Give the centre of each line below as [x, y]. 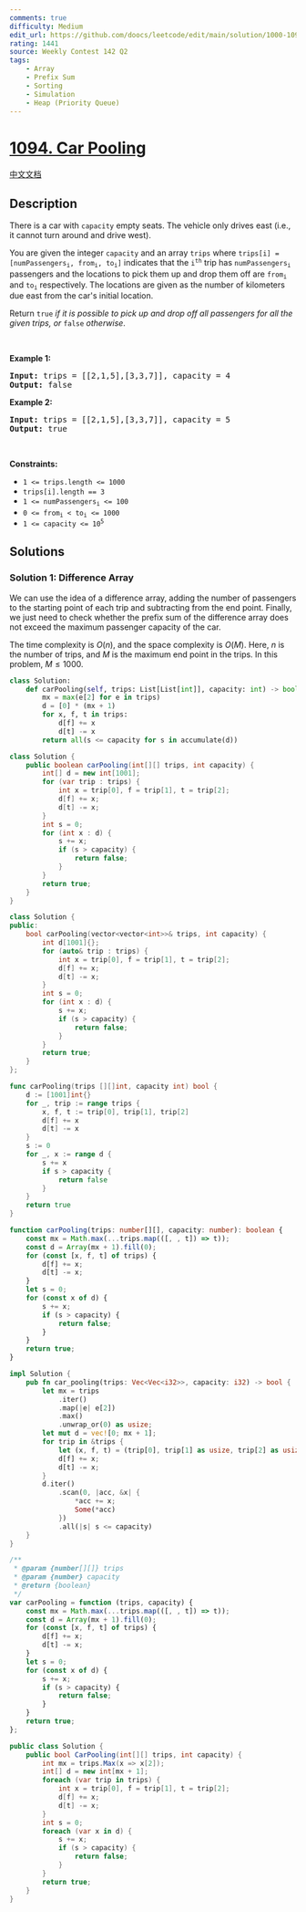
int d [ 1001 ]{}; [71, 943]
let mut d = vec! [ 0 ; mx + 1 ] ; [99, 1434]
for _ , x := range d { [69, 1155]
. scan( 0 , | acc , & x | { [99, 1493]
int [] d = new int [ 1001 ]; [92, 773]
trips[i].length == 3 [63, 492]
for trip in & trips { [83, 1442]
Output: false [41, 385]
